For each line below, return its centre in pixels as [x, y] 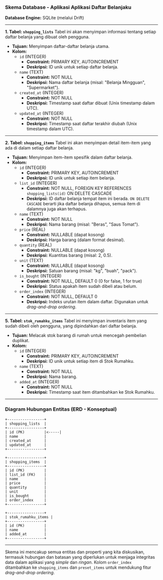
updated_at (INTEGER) [41, 114]
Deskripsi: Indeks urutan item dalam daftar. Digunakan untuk [88, 302]
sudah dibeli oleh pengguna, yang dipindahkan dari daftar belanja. [71, 326]
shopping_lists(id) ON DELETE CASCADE [69, 194]
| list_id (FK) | [26, 475]
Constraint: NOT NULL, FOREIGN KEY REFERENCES [79, 188]
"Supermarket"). [43, 88]
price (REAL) [32, 230]
